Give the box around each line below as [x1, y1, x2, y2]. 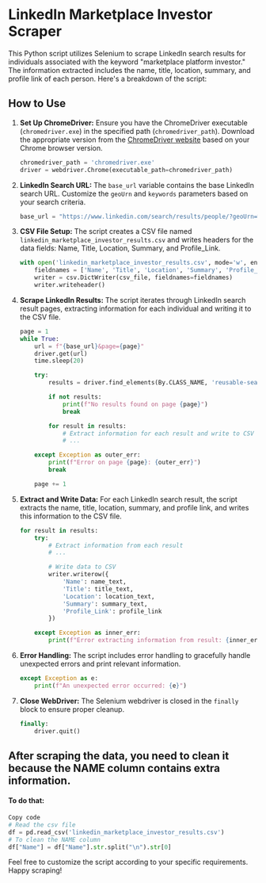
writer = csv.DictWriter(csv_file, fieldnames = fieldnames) [34, 273, 234, 282]
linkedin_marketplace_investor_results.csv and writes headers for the [19, 235, 254, 245]
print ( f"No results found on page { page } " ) [62, 400, 208, 408]
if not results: [48, 393, 102, 401]
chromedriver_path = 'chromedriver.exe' [19, 159, 155, 166]
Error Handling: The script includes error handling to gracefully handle [19, 651, 251, 659]
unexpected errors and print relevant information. [19, 659, 181, 668]
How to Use [8, 97, 66, 110]
